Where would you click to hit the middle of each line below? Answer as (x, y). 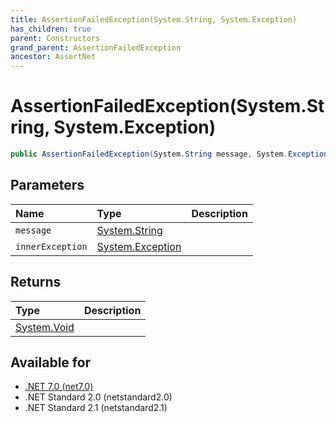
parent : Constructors (55, 38)
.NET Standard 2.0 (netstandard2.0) (98, 397)
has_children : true (51, 29)
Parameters (47, 185)
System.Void (45, 327)
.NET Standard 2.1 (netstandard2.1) (96, 408)
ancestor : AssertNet (53, 57)
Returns (36, 282)
